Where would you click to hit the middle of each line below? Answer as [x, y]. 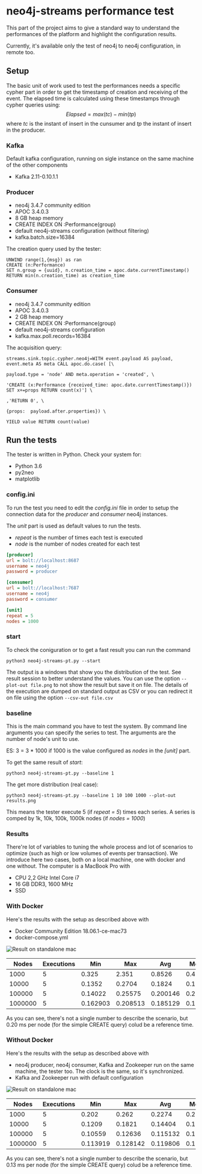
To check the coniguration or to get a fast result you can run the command [98, 650]
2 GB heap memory [39, 316]
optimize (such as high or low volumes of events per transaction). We [92, 853]
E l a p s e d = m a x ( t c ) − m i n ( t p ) [101, 114]
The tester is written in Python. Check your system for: [74, 455]
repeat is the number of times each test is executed [79, 537]
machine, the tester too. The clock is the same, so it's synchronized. [99, 1071]
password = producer [32, 572]
